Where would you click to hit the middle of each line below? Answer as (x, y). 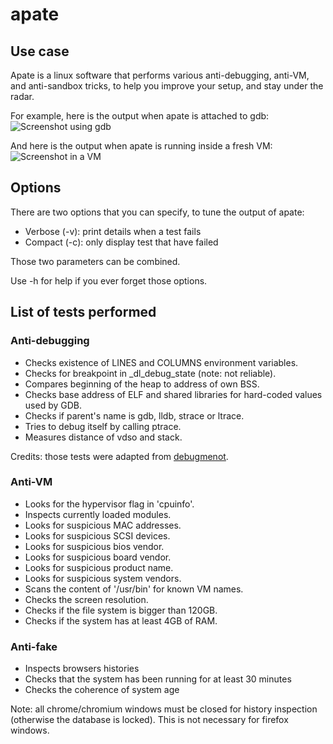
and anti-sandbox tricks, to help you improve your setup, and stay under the (167, 86)
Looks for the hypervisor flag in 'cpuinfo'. (109, 504)
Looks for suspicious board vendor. (98, 557)
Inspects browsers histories (82, 669)
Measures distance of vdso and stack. (103, 437)
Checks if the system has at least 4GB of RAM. (121, 620)
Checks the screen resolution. (86, 599)
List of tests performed (83, 312)
